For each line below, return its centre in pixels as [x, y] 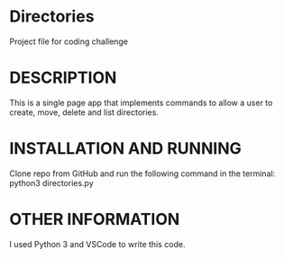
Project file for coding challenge [69, 41]
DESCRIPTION [63, 78]
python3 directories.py [52, 182]
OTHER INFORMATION [95, 219]
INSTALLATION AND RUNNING [125, 149]
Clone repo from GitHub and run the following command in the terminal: [142, 173]
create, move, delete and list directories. [84, 112]
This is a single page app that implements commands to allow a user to [141, 102]
